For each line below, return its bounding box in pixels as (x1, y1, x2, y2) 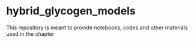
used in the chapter (6, 30, 55, 37)
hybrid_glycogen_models (6, 4, 136, 18)
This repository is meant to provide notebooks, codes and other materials (6, 24, 188, 31)
